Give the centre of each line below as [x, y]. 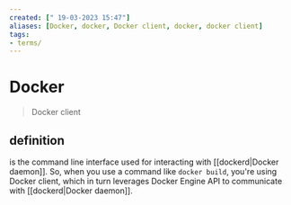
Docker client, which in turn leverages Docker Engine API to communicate [146, 181]
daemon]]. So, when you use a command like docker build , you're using [143, 171]
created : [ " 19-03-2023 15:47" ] [70, 18]
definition [37, 140]
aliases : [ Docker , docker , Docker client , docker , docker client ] [136, 26]
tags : [19, 34]
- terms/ [26, 43]
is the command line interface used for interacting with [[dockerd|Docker [144, 162]
